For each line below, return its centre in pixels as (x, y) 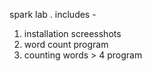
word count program (66, 44)
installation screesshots (72, 33)
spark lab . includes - (53, 14)
